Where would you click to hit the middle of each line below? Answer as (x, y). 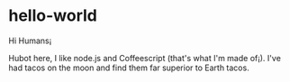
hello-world (53, 16)
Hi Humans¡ (30, 41)
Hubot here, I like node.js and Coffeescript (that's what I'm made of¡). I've (145, 58)
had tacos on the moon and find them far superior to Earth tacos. (129, 68)
